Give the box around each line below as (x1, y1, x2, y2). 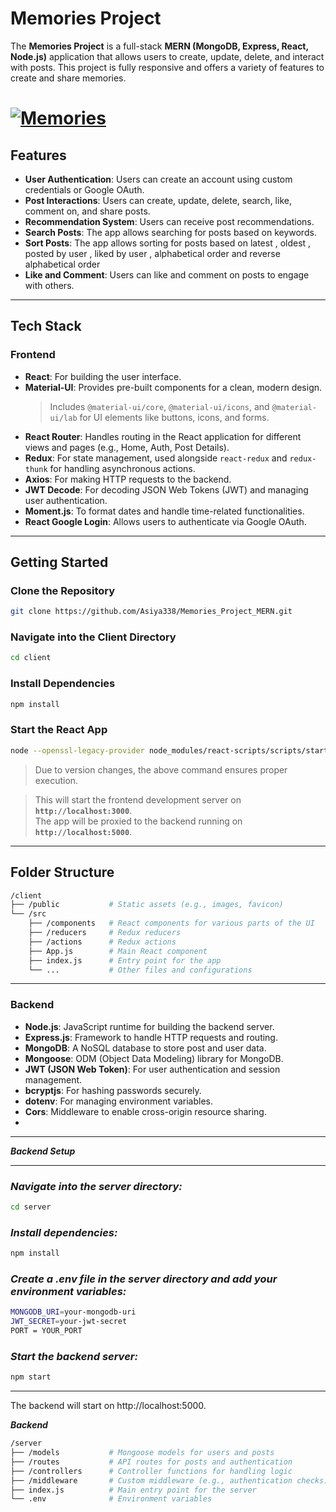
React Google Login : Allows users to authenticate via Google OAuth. (24, 515, 307, 527)
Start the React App (10, 723, 108, 737)
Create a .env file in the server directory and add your (10, 1272, 278, 1286)
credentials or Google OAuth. (24, 183, 145, 196)
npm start (10, 1372, 52, 1382)
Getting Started (10, 554, 109, 571)
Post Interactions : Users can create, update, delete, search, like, (24, 194, 292, 206)
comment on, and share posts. (24, 205, 151, 217)
